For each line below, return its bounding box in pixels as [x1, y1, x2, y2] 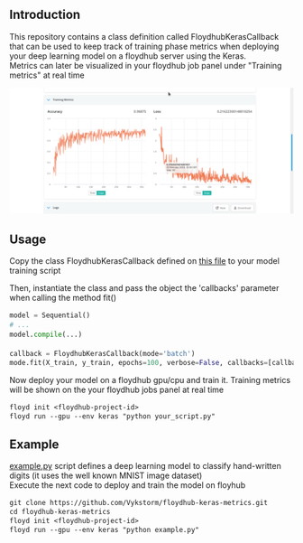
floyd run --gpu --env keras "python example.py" [9, 526, 200, 535]
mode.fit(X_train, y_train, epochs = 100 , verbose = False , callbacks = [9, 359, 269, 368]
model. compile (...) [9, 330, 83, 339]
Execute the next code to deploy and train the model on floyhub [9, 480, 246, 491]
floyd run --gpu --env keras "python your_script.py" [9, 412, 216, 421]
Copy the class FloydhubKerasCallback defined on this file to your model [9, 256, 280, 267]
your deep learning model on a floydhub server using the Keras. [9, 50, 246, 61]
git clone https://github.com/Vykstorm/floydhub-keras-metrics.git [9, 499, 269, 508]
